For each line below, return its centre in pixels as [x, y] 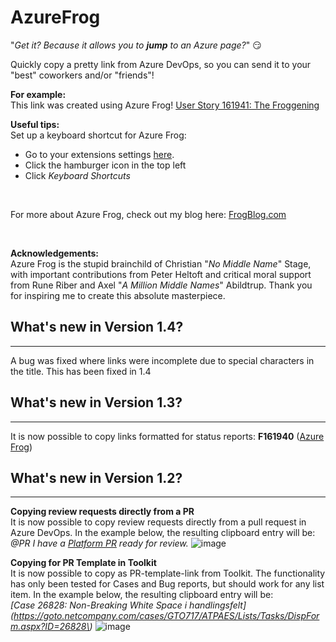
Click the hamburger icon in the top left [105, 165]
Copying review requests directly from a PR [102, 512]
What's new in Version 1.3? [96, 402]
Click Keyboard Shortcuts [77, 175]
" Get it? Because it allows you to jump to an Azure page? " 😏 [136, 45]
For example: [38, 94]
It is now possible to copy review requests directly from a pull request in [158, 522]
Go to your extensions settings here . [99, 154]
